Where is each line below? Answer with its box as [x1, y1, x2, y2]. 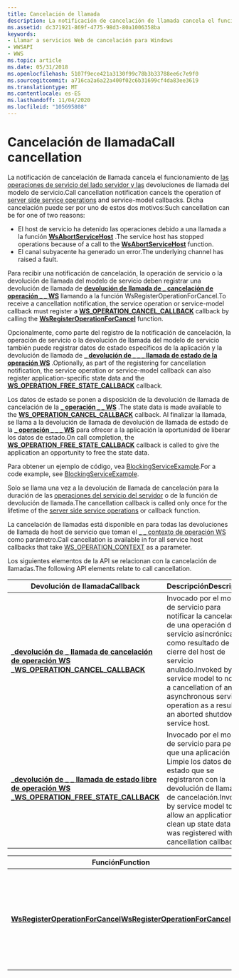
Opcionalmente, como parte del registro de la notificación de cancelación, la [7, 328, 231, 336]
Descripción [166, 581, 209, 591]
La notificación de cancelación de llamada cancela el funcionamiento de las [7, 173, 230, 181]
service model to [166, 673, 223, 683]
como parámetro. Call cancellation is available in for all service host [7, 535, 203, 543]
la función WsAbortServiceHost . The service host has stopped [17, 232, 204, 241]
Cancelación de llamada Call [7, 134, 176, 151]
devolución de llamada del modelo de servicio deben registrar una [7, 276, 201, 285]
